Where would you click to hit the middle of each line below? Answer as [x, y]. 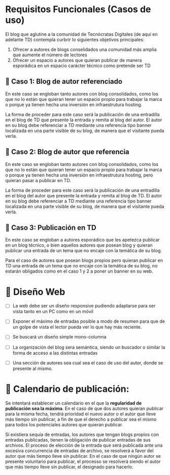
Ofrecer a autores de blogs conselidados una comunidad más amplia [84, 49]
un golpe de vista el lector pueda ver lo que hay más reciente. [77, 327]
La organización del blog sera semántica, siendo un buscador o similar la [89, 347]
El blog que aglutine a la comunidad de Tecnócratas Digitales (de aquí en [81, 34]
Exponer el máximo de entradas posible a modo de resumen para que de [89, 321]
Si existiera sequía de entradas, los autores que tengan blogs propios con [82, 434]
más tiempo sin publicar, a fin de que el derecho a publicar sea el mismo [81, 419]
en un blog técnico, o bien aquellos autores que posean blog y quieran [79, 245]
